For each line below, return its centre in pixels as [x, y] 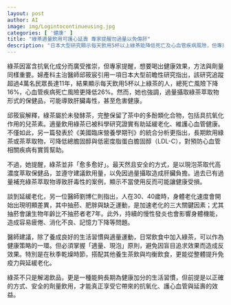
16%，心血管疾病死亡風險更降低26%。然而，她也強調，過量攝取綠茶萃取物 [113, 92]
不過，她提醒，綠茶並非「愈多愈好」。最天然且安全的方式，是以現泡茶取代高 [114, 164]
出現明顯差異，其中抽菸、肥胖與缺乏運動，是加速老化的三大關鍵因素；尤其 [118, 205]
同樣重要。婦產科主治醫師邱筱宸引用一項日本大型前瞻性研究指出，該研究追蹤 [115, 75]
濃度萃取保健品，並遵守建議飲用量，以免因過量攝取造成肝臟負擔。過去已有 [112, 173]
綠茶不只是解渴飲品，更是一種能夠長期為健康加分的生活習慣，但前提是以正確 [115, 277]
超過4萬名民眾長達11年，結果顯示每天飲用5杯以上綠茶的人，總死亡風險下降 [113, 83]
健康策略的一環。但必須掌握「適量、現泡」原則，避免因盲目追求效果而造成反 [115, 245]
